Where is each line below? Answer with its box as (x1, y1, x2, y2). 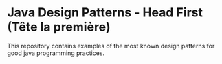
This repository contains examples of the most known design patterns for (7, 42, 215, 50)
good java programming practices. (7, 49, 105, 57)
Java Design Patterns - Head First (7, 5, 203, 20)
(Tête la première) (7, 19, 111, 35)
